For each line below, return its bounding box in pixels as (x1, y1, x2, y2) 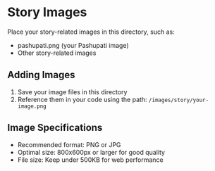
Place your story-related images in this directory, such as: (7, 27, 175, 36)
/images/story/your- (148, 96, 209, 103)
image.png (17, 103, 47, 110)
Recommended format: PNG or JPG (17, 140, 121, 148)
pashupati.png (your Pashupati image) (17, 41, 129, 49)
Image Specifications (7, 122, 103, 134)
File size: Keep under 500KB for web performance (17, 156, 164, 164)
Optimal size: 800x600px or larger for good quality (17, 148, 166, 156)
